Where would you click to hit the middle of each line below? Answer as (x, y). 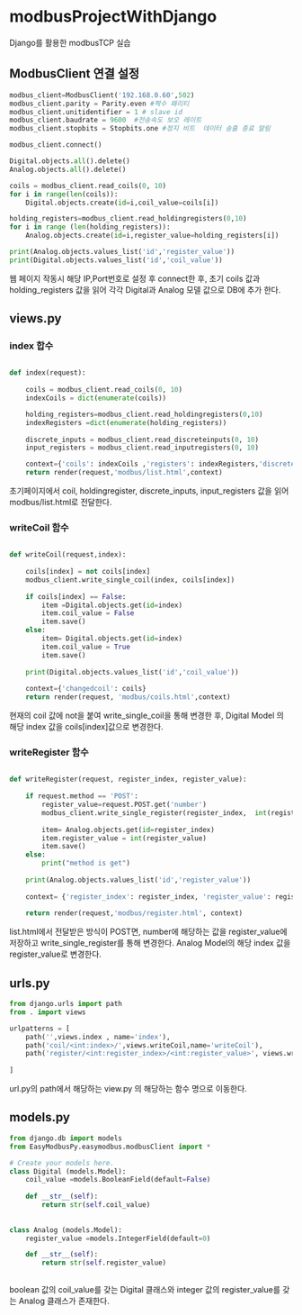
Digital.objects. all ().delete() (70, 161)
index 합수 (31, 346)
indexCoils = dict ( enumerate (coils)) (96, 398)
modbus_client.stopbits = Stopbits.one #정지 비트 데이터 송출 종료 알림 (140, 129)
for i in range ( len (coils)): (64, 194)
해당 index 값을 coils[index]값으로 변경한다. (86, 727)
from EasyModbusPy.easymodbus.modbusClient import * (110, 1147)
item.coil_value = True (86, 647)
